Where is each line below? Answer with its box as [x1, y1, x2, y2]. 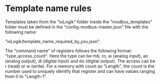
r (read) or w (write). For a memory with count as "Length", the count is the [5, 63, 155, 69]
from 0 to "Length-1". [5, 73, 48, 79]
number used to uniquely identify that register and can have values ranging [5, 68, 155, 74]
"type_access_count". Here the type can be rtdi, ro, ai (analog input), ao [5, 53, 148, 58]
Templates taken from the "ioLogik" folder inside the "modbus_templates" [5, 19, 153, 25]
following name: [5, 29, 37, 35]
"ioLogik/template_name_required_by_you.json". [5, 38, 101, 44]
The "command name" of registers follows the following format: [5, 48, 132, 54]
